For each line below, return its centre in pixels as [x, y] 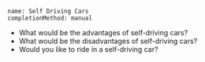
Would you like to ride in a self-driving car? [88, 49]
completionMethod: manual [50, 18]
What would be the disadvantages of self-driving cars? [108, 41]
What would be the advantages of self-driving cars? [103, 33]
